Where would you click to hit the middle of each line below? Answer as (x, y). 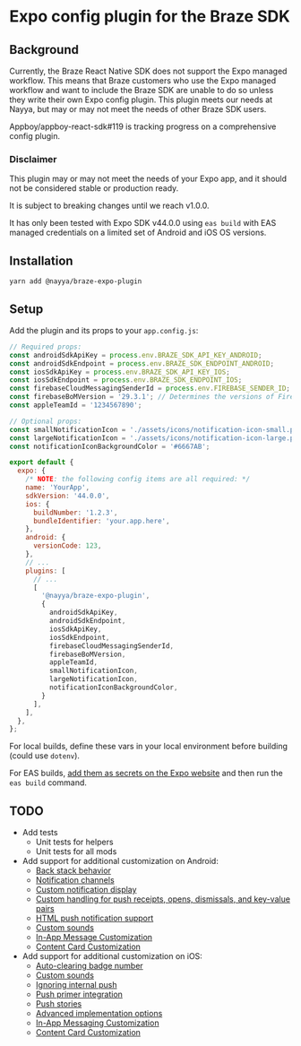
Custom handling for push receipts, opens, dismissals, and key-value (163, 899)
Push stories (59, 1004)
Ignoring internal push (76, 985)
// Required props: (46, 347)
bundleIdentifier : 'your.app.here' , (101, 521)
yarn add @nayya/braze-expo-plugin (76, 281)
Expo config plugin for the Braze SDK (150, 17)
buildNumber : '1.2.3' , (75, 513)
